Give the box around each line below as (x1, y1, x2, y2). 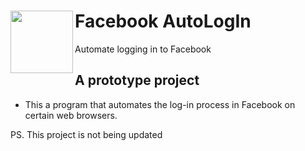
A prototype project (74, 72, 200, 89)
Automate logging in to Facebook (74, 43, 212, 55)
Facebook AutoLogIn (74, 10, 252, 33)
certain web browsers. (24, 109, 118, 121)
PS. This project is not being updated (10, 128, 163, 140)
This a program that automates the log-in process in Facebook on (24, 98, 296, 110)
